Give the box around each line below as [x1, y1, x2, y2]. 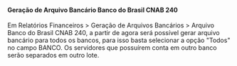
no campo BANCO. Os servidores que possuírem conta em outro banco [7, 44, 217, 52]
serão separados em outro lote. [7, 51, 100, 60]
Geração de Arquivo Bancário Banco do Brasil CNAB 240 [7, 6, 178, 14]
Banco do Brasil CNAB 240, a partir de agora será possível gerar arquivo [7, 29, 220, 37]
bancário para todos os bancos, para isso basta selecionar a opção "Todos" [7, 36, 231, 45]
